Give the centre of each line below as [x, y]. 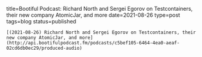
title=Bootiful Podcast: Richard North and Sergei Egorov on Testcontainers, [99, 9]
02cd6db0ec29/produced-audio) [44, 48]
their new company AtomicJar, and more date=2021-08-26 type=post [93, 15]
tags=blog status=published [41, 21]
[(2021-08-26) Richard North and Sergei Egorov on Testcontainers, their [101, 32]
